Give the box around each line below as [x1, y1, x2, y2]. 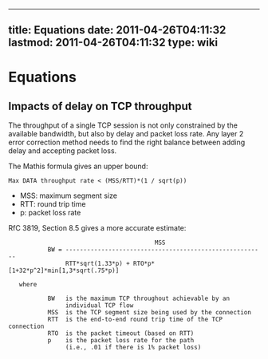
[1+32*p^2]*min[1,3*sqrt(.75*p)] [8, 266, 120, 275]
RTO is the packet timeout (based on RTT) [47, 329, 195, 337]
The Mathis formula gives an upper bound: [8, 161, 148, 172]
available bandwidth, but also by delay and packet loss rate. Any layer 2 [8, 129, 244, 139]
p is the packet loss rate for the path [47, 337, 195, 345]
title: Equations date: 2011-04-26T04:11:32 [8, 23, 227, 37]
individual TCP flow [65, 302, 134, 310]
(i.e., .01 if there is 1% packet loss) [65, 344, 202, 352]
